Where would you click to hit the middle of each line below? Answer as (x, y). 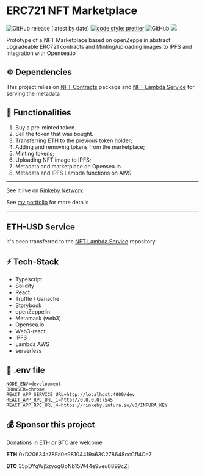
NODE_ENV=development (34, 384)
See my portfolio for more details (48, 202)
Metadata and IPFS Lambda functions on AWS (73, 173)
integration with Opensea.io (41, 53)
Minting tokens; (35, 153)
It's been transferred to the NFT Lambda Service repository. (81, 242)
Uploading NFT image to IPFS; (53, 160)
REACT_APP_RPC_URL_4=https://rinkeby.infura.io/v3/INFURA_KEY (87, 405)
